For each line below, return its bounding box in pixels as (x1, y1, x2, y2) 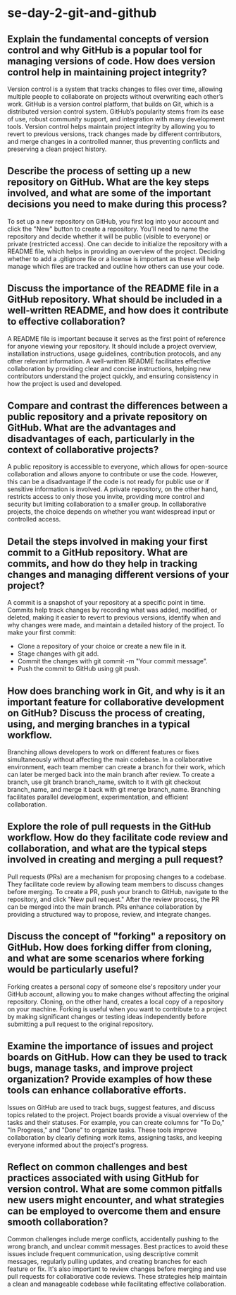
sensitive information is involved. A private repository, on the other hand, (7, 485, 218, 493)
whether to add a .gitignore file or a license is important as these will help (7, 254, 220, 263)
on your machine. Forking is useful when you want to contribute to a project (7, 1004, 228, 1013)
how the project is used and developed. (7, 379, 122, 387)
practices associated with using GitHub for (7, 1171, 199, 1183)
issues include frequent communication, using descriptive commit (7, 1250, 199, 1258)
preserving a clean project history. (7, 145, 107, 153)
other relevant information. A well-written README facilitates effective (7, 356, 211, 365)
